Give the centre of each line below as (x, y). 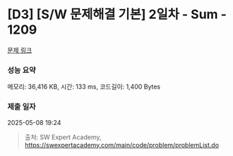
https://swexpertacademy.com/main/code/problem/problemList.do (122, 145)
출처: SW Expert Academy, (63, 137)
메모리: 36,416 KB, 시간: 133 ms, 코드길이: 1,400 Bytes (84, 87)
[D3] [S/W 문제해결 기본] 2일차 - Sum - (117, 14)
